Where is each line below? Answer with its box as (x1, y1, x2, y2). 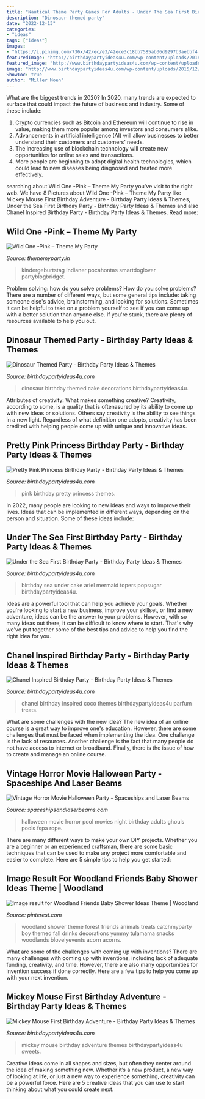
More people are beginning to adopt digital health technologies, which (15, 158, 192, 165)
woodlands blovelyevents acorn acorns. (21, 936, 122, 943)
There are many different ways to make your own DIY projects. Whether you (6, 836, 198, 843)
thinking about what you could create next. (6, 1086, 114, 1093)
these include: (6, 107, 42, 114)
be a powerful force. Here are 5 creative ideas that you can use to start (6, 1079, 185, 1086)
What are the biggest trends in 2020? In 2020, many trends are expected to (6, 94, 196, 102)
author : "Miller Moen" (6, 77, 64, 83)
